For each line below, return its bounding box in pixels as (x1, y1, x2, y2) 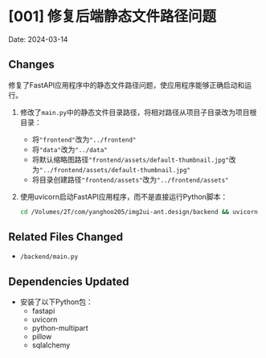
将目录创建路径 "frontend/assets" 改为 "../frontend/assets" (31, 175, 229, 184)
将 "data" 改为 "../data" (31, 144, 108, 154)
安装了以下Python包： (19, 297, 94, 307)
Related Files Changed (8, 230, 123, 244)
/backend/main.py (19, 253, 79, 261)
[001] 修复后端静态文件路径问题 (8, 7, 217, 26)
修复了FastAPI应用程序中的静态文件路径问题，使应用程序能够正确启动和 (8, 80, 245, 89)
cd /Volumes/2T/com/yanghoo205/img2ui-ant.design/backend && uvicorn (19, 208, 259, 216)
